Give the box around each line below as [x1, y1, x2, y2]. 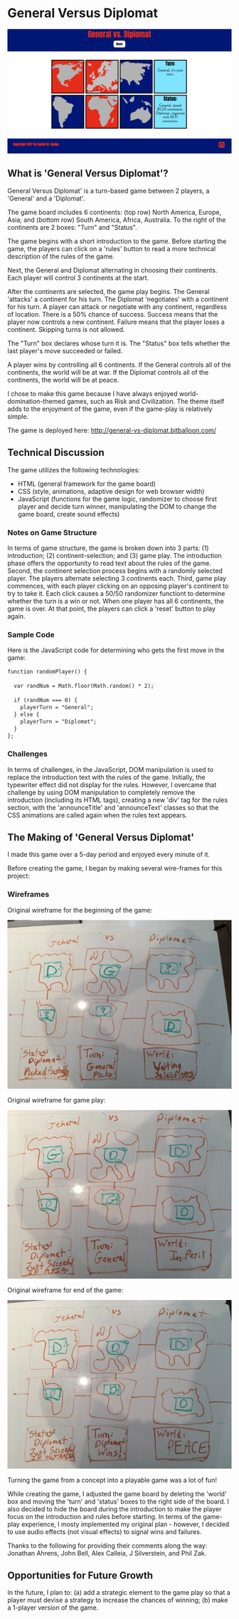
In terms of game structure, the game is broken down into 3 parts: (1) [7, 544, 209, 552]
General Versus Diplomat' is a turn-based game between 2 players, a [7, 186, 210, 195]
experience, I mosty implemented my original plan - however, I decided [21, 1520, 230, 1528]
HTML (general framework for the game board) [17, 479, 156, 488]
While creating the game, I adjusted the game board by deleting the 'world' [7, 1489, 227, 1498]
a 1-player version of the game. [7, 1603, 99, 1612]
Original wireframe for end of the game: [7, 1286, 124, 1294]
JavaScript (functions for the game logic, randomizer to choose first [17, 494, 217, 503]
